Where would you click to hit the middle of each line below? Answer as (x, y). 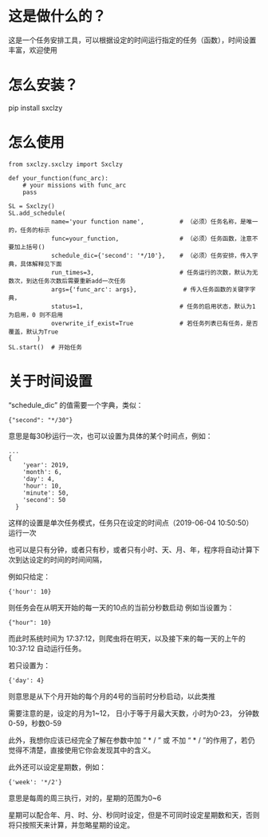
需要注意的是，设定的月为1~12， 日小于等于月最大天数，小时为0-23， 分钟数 (134, 713)
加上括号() (30, 247)
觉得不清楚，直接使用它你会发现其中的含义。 (82, 750)
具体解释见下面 (41, 264)
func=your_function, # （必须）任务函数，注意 (152, 239)
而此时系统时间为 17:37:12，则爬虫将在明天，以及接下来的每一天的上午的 (127, 638)
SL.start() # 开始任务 (45, 347)
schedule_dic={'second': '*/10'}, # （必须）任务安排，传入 (152, 255)
